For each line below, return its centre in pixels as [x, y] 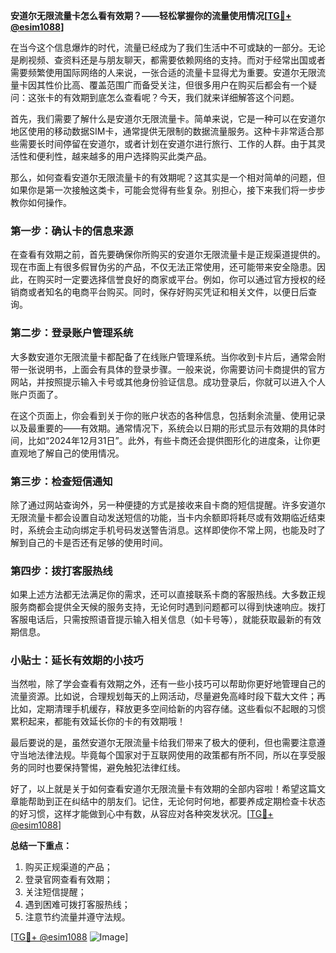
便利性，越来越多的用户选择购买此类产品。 [124, 156]
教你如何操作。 [41, 202]
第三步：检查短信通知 [61, 481]
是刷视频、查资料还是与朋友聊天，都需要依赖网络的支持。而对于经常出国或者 [168, 60]
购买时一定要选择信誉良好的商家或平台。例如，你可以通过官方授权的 [176, 280]
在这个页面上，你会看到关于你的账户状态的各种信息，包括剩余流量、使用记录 [168, 415]
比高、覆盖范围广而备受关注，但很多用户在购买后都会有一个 [185, 85]
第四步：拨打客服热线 [61, 571]
